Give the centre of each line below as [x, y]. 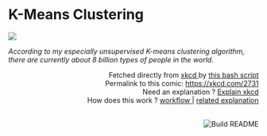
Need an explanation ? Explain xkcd [201, 92]
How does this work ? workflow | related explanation [173, 100]
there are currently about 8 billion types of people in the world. [111, 59]
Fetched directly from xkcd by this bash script [184, 75]
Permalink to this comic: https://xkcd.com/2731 [182, 83]
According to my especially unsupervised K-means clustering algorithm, [126, 51]
